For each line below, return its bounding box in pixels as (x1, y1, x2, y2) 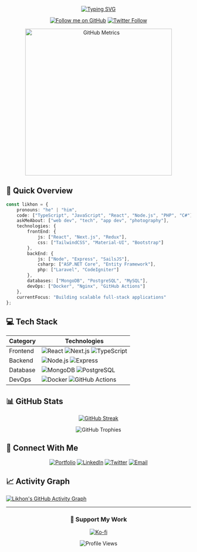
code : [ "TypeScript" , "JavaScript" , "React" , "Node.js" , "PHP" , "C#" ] (16, 212, 193, 218)
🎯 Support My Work (70, 515, 127, 523)
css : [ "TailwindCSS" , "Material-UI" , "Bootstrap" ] (37, 240, 164, 245)
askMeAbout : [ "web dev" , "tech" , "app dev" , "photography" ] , (16, 218, 169, 224)
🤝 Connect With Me (6, 443, 79, 453)
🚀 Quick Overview (6, 186, 73, 196)
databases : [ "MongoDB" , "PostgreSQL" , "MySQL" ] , (27, 278, 148, 284)
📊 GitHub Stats (6, 396, 63, 406)
